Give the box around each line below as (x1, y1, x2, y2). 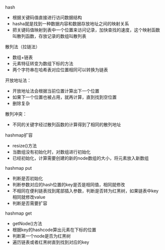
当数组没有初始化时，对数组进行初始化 (12, 149, 91, 155)
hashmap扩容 (5, 132, 33, 138)
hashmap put (5, 165, 32, 171)
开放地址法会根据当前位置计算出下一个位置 (12, 88, 100, 94)
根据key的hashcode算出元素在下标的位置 (12, 227, 97, 233)
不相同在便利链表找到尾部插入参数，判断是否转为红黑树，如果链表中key (12, 188, 159, 194)
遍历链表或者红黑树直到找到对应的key (12, 239, 89, 245)
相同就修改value (12, 194, 46, 200)
